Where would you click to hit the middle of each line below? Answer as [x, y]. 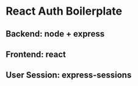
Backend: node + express [55, 34]
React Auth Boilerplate [64, 11]
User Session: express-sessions [69, 75]
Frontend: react [36, 54]
